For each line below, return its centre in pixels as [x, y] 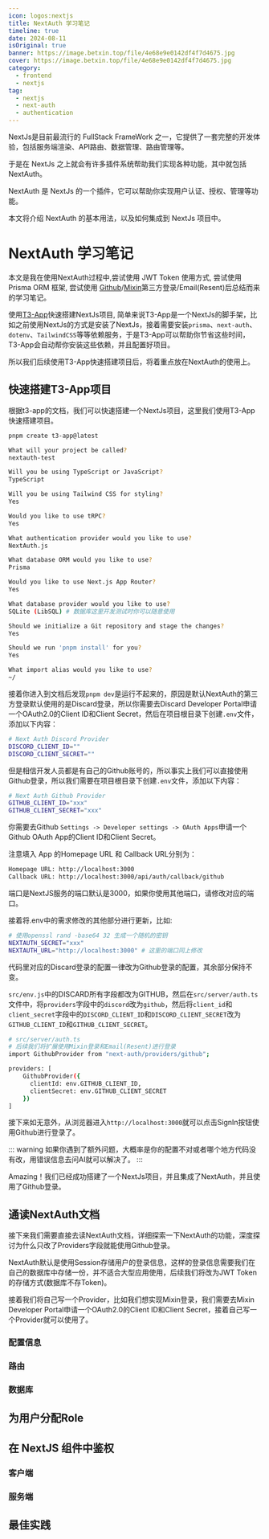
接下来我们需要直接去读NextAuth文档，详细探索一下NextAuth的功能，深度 [131, 1235]
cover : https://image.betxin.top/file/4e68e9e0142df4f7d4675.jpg [120, 61]
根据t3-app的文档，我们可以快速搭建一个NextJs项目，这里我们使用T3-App [132, 410]
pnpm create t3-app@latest [53, 436]
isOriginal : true [37, 46]
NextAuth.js [28, 546]
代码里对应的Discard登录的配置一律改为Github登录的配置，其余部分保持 [127, 967]
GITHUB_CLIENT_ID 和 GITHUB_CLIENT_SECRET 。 [80, 1024]
